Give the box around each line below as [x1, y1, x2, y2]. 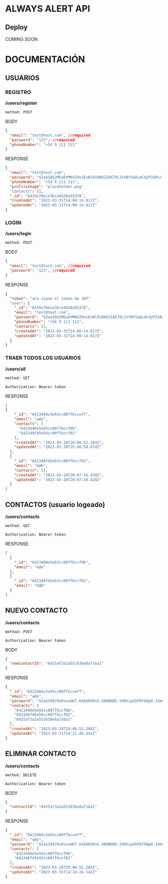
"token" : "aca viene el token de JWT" [9, 296, 91, 301]
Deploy [5, 23, 28, 32]
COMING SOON [5, 36, 38, 42]
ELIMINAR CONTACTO [5, 749, 76, 758]
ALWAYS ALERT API [5, 3, 90, 15]
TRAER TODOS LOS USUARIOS [5, 354, 81, 361]
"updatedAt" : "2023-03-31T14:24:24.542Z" [9, 869, 97, 875]
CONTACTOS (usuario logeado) [5, 500, 105, 509]
